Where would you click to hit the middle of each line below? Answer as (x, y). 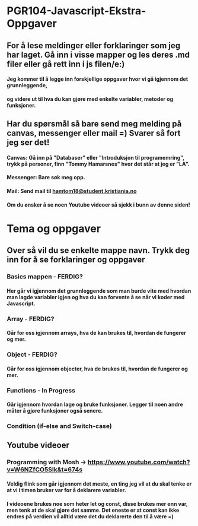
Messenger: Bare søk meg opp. (46, 178)
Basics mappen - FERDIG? (45, 277)
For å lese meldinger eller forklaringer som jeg (94, 45)
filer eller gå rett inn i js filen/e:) (66, 64)
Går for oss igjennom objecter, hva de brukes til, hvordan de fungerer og (98, 369)
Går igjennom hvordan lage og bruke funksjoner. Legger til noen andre (95, 404)
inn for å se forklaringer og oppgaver (76, 260)
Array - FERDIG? (31, 319)
